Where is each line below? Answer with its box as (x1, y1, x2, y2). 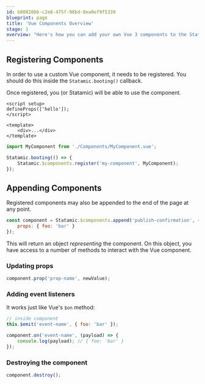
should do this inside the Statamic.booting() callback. (6, 77, 143, 84)
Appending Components (6, 183, 102, 193)
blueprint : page (6, 15, 48, 21)
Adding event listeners (6, 290, 75, 298)
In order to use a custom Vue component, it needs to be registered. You (6, 70, 187, 78)
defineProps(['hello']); (6, 106, 70, 112)
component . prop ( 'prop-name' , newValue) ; (6, 276, 111, 282)
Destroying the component (6, 358, 88, 367)
